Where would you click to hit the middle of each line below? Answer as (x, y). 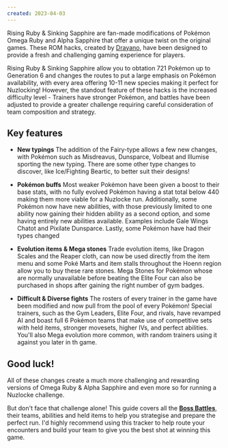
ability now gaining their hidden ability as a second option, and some (113, 214)
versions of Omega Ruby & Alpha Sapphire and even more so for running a (112, 388)
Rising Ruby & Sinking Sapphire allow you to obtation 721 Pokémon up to (109, 68)
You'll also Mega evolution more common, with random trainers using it (117, 335)
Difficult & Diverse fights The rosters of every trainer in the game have (117, 299)
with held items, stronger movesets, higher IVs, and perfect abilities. (113, 328)
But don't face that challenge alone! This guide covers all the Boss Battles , (112, 408)
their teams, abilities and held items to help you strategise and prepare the (112, 416)
